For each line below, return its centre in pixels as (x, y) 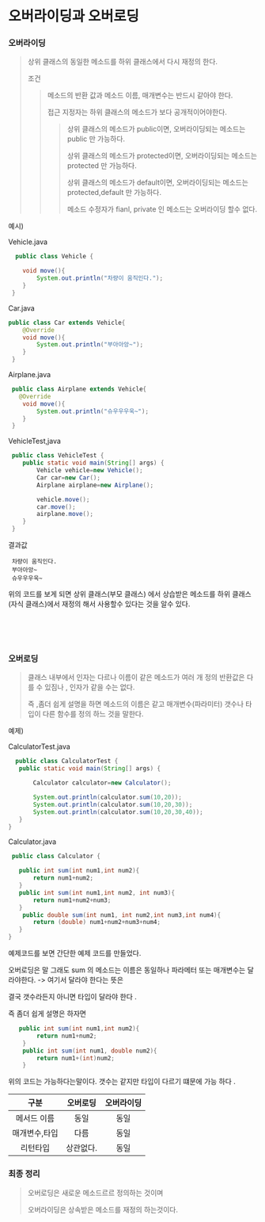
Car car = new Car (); (69, 477)
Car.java (22, 308)
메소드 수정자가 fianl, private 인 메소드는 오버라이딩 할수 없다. (162, 209)
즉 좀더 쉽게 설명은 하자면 (47, 1014)
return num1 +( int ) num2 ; (76, 1058)
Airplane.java (30, 375)
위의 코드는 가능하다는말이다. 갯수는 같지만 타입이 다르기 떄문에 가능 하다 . (122, 1082)
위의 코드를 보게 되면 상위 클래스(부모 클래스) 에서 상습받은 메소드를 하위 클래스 (130, 594)
